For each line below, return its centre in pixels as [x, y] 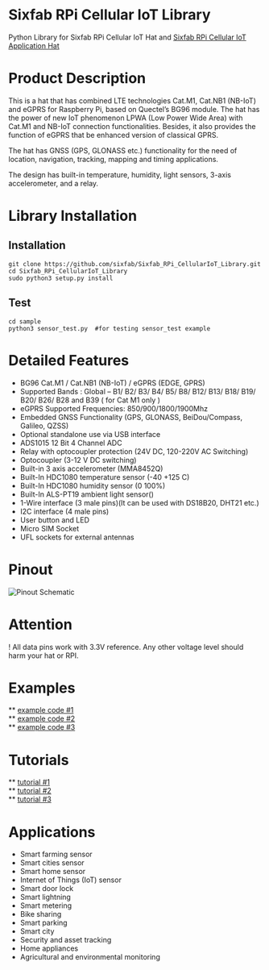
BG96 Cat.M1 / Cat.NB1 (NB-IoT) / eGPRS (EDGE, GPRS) [112, 383]
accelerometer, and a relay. [54, 183]
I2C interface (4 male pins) [64, 511]
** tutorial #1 [29, 782]
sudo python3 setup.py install [61, 278]
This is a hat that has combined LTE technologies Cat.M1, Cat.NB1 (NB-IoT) [132, 100]
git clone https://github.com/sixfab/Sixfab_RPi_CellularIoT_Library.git [135, 264]
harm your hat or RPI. [43, 656]
